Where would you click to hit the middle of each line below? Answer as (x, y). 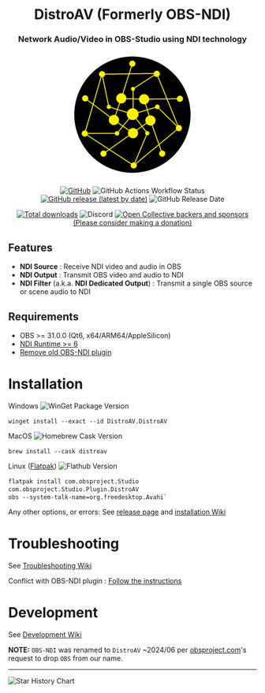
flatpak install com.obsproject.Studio (74, 482)
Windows (24, 406)
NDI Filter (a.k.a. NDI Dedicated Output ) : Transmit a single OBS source (136, 283)
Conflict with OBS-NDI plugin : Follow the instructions (95, 580)
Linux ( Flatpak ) (33, 466)
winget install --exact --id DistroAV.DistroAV (88, 422)
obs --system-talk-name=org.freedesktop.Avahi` (88, 497)
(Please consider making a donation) (132, 223)
